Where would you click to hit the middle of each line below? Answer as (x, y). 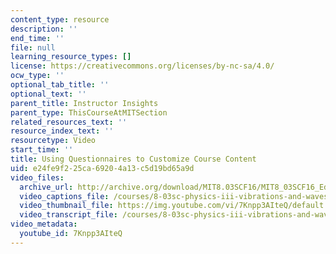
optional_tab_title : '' (60, 85)
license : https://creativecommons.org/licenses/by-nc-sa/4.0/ (142, 66)
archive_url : (46, 187)
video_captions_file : (64, 196)
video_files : (37, 177)
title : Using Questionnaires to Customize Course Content (133, 159)
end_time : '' (37, 38)
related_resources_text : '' (69, 122)
